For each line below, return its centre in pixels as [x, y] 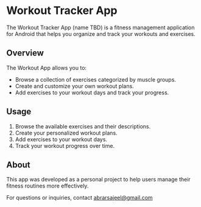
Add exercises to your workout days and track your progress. [92, 93]
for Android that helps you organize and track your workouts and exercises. [101, 33]
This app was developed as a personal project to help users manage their [98, 180]
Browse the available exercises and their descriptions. [83, 126]
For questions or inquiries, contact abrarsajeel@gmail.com [80, 198]
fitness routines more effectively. [48, 186]
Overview [25, 53]
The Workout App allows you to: [47, 68]
